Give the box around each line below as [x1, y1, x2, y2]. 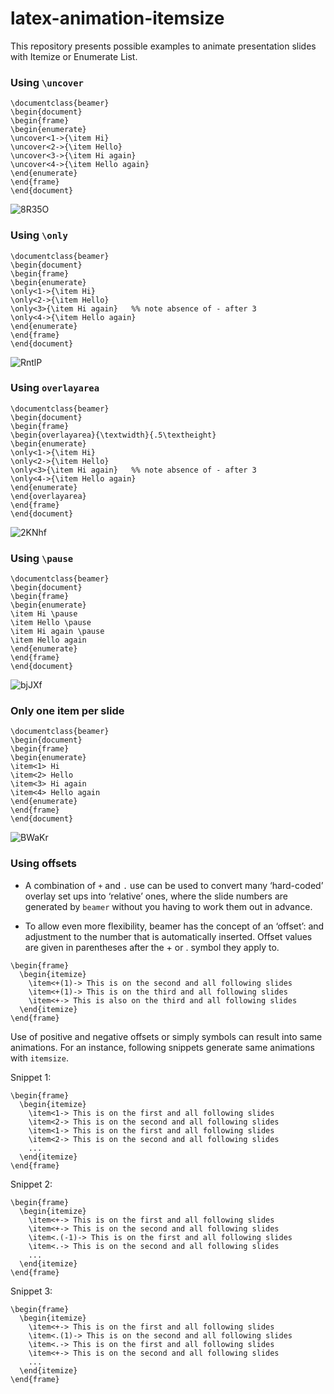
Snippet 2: [10, 1178, 53, 1190]
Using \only [10, 228, 68, 242]
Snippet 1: [10, 1071, 52, 1083]
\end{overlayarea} [10, 491, 87, 501]
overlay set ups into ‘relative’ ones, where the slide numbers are [24, 890, 289, 902]
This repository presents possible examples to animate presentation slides [10, 40, 317, 52]
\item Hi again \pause [10, 627, 105, 637]
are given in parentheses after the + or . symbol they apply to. [24, 941, 280, 953]
